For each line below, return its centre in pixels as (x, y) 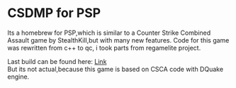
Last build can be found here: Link (57, 61)
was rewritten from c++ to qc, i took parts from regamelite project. (104, 48)
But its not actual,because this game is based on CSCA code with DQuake (116, 69)
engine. (18, 77)
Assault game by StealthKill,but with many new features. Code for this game (118, 40)
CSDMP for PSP (54, 13)
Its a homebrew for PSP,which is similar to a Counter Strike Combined (109, 33)
